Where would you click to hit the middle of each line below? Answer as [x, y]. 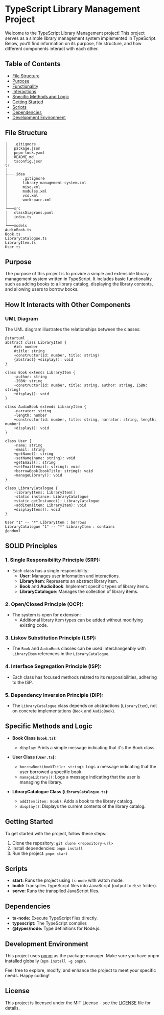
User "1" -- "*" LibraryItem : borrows [46, 522]
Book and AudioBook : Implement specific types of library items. [84, 586]
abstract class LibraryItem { [36, 343]
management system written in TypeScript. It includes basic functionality [79, 279]
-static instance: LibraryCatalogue [51, 497]
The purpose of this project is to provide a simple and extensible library [77, 274]
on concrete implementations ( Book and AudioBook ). [64, 710]
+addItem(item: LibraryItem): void [50, 505]
